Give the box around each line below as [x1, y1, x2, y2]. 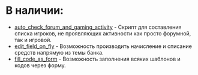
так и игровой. [14, 36, 52, 43]
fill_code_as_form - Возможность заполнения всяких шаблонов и [14, 55, 181, 62]
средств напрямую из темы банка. [14, 49, 104, 56]
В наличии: [5, 4, 64, 17]
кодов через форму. [14, 61, 67, 69]
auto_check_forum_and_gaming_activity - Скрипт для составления [14, 23, 182, 31]
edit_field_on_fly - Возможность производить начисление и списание [14, 43, 193, 50]
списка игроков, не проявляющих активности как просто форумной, [14, 29, 191, 37]
